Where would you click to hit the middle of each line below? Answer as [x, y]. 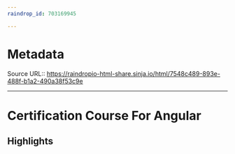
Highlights [30, 141]
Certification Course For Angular [104, 115]
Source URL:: [26, 73]
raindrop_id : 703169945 [42, 14]
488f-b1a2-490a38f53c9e [45, 81]
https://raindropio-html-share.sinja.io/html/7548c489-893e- [133, 73]
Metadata [36, 54]
